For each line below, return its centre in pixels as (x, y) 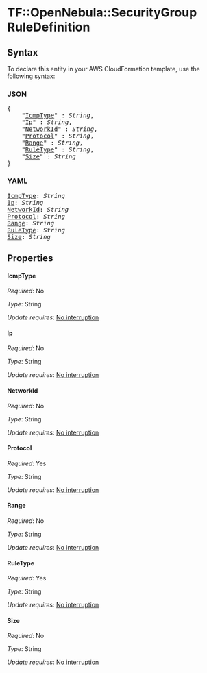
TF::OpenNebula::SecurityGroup (102, 13)
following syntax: (31, 76)
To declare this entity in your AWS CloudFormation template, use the (103, 69)
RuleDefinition (49, 27)
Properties (30, 258)
